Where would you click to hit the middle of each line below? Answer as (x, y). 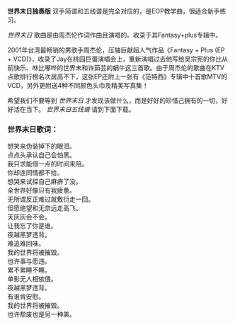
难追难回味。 (26, 244)
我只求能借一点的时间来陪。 (48, 164)
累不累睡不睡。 (29, 270)
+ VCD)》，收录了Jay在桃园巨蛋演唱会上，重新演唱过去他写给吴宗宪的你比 (115, 59)
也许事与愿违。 (29, 261)
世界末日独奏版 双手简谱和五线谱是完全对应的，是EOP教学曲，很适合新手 (114, 11)
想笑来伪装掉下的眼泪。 (41, 146)
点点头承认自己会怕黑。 (41, 155)
